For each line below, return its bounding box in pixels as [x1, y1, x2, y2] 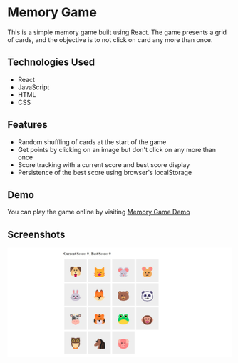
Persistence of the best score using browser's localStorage [17, 168, 192, 176]
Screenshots [7, 228, 66, 240]
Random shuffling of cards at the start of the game [17, 137, 167, 146]
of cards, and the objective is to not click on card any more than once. [7, 35, 213, 44]
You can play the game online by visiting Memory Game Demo [7, 208, 190, 217]
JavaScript [17, 83, 50, 91]
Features [7, 119, 48, 131]
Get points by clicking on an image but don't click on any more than [17, 145, 216, 154]
